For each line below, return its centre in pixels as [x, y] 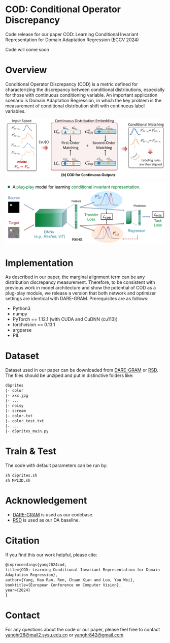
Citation [22, 541]
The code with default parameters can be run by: [57, 465]
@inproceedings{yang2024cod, [36, 565]
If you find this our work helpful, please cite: [51, 555]
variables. [15, 111]
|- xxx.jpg [17, 396]
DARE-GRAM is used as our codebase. [53, 515]
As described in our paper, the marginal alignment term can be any [75, 277]
